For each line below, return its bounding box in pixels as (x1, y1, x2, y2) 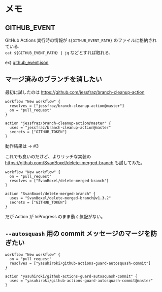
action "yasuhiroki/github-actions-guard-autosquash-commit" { (5, 274, 138, 279)
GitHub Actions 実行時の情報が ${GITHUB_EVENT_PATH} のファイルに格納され (5, 37, 157, 43)
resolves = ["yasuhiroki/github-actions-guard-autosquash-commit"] (9, 261, 151, 266)
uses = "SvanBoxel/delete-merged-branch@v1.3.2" (9, 195, 111, 200)
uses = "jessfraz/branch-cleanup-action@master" (9, 125, 111, 130)
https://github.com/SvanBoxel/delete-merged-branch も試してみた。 (5, 159, 145, 165)
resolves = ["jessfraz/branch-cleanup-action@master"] (9, 103, 125, 108)
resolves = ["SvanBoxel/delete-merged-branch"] (9, 178, 109, 183)
